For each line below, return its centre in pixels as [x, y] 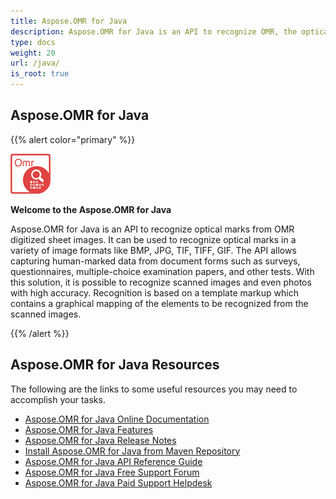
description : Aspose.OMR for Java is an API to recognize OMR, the [154, 31]
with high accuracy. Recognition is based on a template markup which [154, 292]
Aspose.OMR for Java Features [89, 429]
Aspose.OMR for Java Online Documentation [117, 419]
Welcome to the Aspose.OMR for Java [91, 209]
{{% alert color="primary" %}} [73, 139]
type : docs [33, 42]
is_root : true [40, 74]
